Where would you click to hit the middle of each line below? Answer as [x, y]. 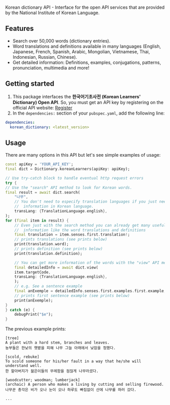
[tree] [12, 338]
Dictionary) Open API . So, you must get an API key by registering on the [88, 102]
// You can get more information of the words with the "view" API [87, 263]
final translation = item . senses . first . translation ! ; [72, 235]
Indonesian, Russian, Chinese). [45, 57]
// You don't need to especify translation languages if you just [86, 202]
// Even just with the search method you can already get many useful [90, 225]
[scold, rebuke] [22, 357]
